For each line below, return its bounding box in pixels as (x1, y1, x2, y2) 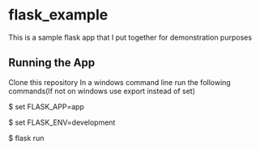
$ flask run (8, 133, 45, 143)
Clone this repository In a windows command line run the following (8, 77, 231, 87)
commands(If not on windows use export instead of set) (8, 86, 196, 96)
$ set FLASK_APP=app (8, 101, 85, 111)
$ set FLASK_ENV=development (8, 117, 116, 127)
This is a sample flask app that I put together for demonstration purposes (8, 32, 253, 42)
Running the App (8, 56, 96, 70)
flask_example (8, 6, 109, 24)
